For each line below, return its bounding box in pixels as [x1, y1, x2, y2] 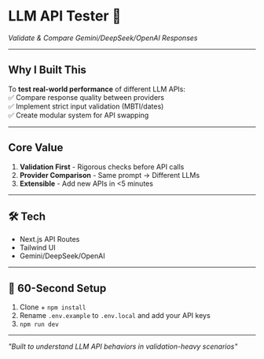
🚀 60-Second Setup [8, 281, 107, 294]
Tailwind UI [19, 243, 57, 253]
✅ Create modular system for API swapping [8, 110, 149, 120]
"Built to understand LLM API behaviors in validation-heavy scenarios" [8, 342, 238, 351]
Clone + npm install [19, 302, 86, 312]
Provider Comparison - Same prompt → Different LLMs [19, 170, 200, 179]
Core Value [8, 141, 64, 154]
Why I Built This [8, 63, 86, 77]
